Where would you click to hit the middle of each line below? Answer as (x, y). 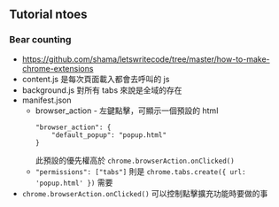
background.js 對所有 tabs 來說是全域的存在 (102, 90)
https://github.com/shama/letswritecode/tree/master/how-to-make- (146, 59)
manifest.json (46, 100)
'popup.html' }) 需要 (74, 182)
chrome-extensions (58, 68)
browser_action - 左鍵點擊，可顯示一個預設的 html (127, 111)
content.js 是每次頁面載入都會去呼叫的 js (96, 79)
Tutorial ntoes (48, 15)
